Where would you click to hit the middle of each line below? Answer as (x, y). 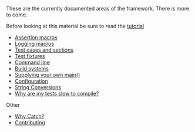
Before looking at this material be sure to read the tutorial (75, 26)
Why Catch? (29, 116)
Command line (32, 62)
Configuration (31, 81)
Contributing (30, 122)
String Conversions (38, 87)
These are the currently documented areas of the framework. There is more (98, 9)
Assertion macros (36, 37)
